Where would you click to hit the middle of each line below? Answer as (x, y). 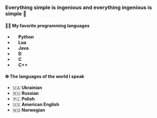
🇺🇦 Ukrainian (27, 88)
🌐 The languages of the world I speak (45, 76)
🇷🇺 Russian (25, 93)
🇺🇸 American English (36, 105)
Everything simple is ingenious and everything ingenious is (79, 7)
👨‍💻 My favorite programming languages (47, 25)
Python (26, 37)
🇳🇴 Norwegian (29, 110)
